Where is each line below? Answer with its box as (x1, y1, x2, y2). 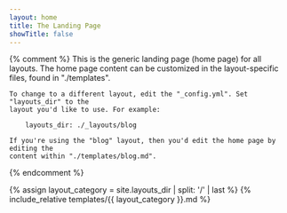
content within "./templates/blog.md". (9, 152, 157, 161)
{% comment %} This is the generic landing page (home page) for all (9, 54, 262, 65)
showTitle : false (9, 29, 74, 38)
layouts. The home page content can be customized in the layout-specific (9, 63, 279, 74)
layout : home (9, 12, 58, 22)
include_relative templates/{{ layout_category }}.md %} (9, 194, 211, 205)
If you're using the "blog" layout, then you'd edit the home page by (9, 137, 276, 146)
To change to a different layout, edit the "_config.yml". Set (9, 90, 249, 99)
